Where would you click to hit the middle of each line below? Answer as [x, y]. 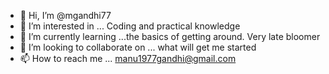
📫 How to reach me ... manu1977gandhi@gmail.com [128, 58]
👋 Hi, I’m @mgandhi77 [65, 15]
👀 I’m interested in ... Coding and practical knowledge [130, 26]
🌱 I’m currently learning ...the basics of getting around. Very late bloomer [170, 36]
